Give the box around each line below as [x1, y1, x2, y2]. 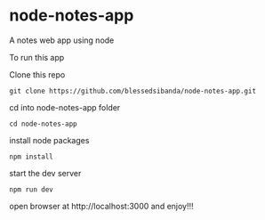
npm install [9, 152, 53, 161]
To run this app [9, 52, 65, 62]
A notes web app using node [9, 35, 115, 45]
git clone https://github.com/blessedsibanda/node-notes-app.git [9, 86, 256, 95]
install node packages [9, 134, 90, 145]
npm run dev [9, 184, 53, 194]
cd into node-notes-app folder [9, 102, 121, 112]
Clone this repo [9, 69, 66, 80]
